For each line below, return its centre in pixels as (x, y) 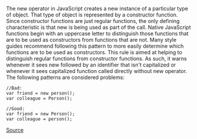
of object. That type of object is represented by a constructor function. (92, 15)
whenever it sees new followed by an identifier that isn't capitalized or (91, 65)
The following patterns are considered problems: (65, 77)
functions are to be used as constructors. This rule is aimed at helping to (94, 52)
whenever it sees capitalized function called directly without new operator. (97, 71)
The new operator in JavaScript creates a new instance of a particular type (97, 9)
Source (15, 130)
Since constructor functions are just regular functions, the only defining (93, 21)
